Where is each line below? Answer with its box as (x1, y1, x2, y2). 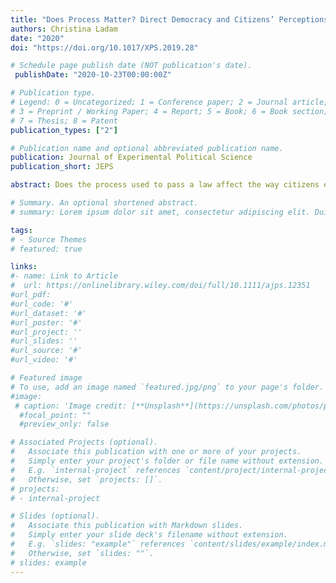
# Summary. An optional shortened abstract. (10, 198, 199, 208)
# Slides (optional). (10, 511, 101, 521)
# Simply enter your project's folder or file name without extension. (10, 456, 325, 466)
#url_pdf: (10, 290, 52, 300)
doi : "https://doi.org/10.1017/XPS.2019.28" (10, 42, 199, 53)
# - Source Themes (10, 234, 87, 245)
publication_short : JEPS (10, 162, 114, 172)
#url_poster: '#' (10, 317, 83, 328)
